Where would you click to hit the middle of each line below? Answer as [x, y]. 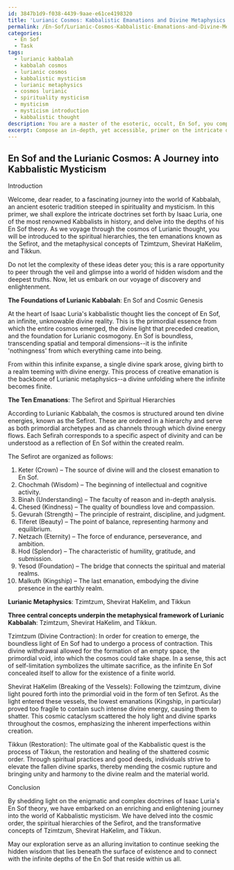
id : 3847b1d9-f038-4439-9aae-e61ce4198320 [70, 14]
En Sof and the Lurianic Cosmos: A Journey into [114, 158]
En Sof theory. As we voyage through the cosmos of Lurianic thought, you [114, 229]
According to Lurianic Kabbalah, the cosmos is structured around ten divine [116, 413]
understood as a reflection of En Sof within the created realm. [96, 443]
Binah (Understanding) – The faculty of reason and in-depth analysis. [117, 500]
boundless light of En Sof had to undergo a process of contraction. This [110, 644]
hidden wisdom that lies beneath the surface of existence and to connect [112, 852]
